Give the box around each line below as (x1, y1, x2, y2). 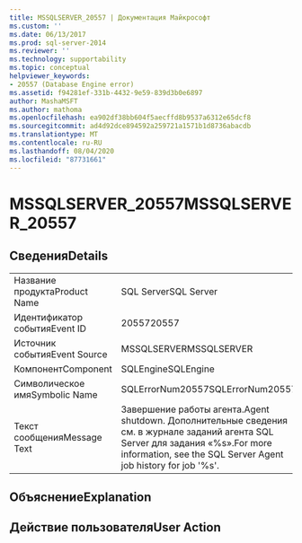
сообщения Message (13, 431, 102, 443)
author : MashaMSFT (9, 96, 78, 106)
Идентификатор (13, 311, 84, 323)
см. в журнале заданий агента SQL (120, 425, 274, 438)
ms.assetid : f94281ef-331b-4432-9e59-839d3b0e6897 (9, 88, 203, 97)
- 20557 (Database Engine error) (9, 80, 135, 89)
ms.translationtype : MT (9, 130, 99, 139)
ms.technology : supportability (9, 55, 127, 64)
